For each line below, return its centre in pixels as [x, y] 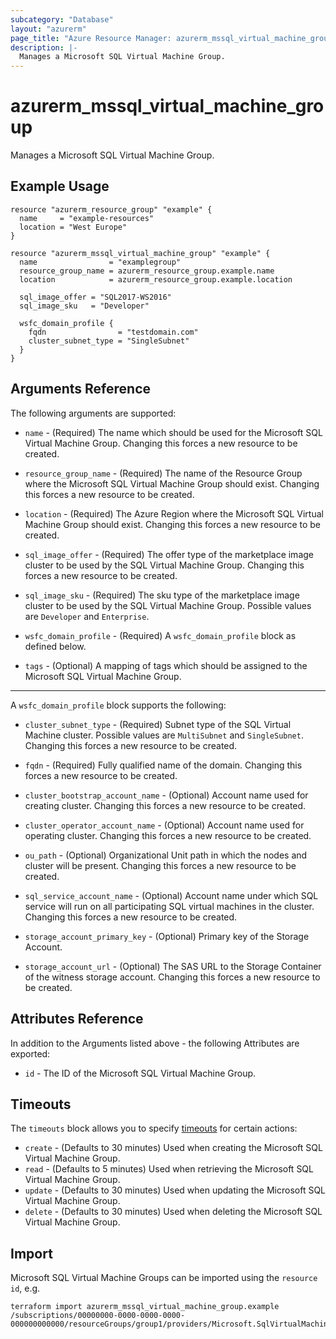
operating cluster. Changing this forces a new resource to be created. [168, 835]
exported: [30, 1053]
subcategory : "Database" [62, 19]
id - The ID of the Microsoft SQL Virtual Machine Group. [140, 1073]
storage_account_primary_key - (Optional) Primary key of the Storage [167, 936]
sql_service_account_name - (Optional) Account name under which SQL [171, 895]
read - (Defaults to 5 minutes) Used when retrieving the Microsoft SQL [169, 1169]
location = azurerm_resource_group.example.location [156, 279]
